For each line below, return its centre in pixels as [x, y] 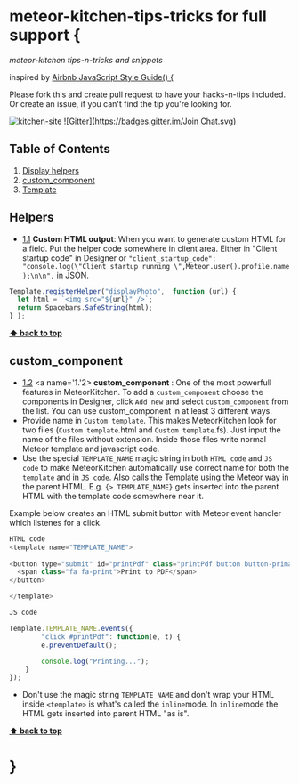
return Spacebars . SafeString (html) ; [85, 308]
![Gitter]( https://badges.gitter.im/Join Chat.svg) [150, 121]
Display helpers [51, 170]
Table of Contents [60, 149]
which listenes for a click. [56, 522]
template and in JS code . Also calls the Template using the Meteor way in [155, 477]
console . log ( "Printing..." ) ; [95, 661]
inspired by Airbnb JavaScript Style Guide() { [92, 77]
